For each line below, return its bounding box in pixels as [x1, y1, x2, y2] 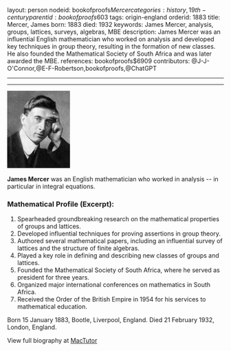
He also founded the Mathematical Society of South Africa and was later [7, 49, 212, 58]
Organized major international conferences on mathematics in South [16, 281, 211, 289]
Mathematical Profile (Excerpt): [7, 199, 115, 209]
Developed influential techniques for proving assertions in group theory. [16, 229, 221, 238]
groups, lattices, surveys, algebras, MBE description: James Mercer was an [7, 27, 221, 36]
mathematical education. [16, 302, 88, 311]
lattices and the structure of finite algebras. [16, 244, 140, 253]
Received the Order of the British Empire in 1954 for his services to [16, 295, 206, 304]
